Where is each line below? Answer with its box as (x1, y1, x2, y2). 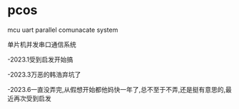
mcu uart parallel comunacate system (7, 25, 118, 34)
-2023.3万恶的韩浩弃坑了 (7, 70, 81, 79)
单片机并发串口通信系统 (7, 40, 76, 48)
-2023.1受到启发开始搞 (7, 55, 73, 64)
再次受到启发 (13, 94, 51, 103)
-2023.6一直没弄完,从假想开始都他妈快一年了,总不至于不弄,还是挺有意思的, (7, 85, 226, 93)
